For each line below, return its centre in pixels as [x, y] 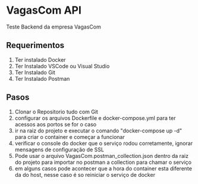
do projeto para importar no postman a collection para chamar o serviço [103, 162]
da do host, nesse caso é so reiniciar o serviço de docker [85, 175]
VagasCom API [44, 10]
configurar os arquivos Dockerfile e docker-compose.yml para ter [95, 118]
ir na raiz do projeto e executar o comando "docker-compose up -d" [98, 131]
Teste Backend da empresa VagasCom [54, 27]
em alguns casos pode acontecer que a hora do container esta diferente [103, 168]
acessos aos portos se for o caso [56, 124]
